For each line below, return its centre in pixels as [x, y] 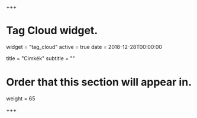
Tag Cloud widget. [52, 31]
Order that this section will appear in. [99, 82]
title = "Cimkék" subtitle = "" [41, 58]
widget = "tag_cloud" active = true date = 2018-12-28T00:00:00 [84, 47]
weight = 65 [21, 99]
